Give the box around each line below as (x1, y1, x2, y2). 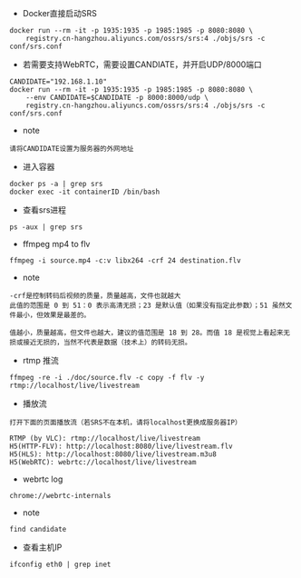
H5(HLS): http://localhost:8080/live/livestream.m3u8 (9, 450, 218, 459)
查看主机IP (22, 542, 63, 553)
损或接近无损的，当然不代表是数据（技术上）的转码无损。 (9, 338, 192, 347)
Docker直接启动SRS (22, 8, 98, 18)
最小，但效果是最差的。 (15, 311, 91, 320)
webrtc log (22, 473, 63, 484)
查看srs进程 (22, 204, 66, 215)
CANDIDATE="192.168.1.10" (9, 77, 107, 86)
